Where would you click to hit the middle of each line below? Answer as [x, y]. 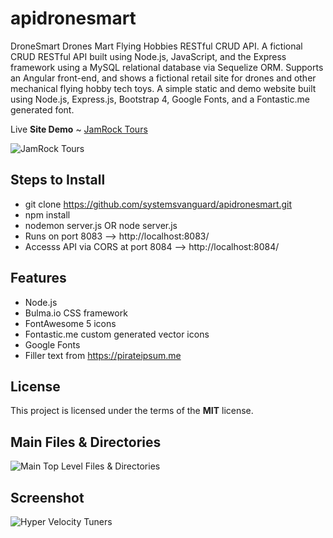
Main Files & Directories [86, 442]
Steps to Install [58, 180]
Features [38, 278]
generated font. [42, 109]
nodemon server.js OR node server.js [101, 225]
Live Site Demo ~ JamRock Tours [79, 129]
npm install [47, 214]
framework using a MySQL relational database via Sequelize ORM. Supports [167, 67]
